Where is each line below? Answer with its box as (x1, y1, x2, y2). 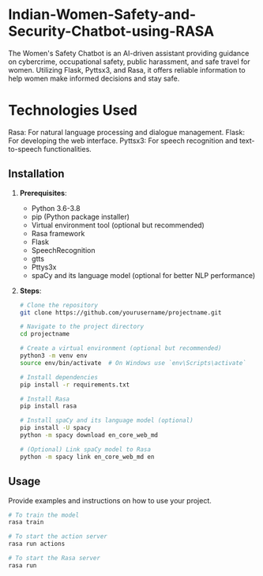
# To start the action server (8, 533, 108, 540)
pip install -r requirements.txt (19, 381, 130, 389)
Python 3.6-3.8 (31, 203, 81, 213)
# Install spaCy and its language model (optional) (19, 416, 193, 424)
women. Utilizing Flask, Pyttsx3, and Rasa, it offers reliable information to (8, 65, 246, 74)
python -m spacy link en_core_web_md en (19, 453, 155, 461)
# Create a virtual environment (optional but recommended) (19, 344, 222, 352)
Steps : (19, 286, 42, 296)
